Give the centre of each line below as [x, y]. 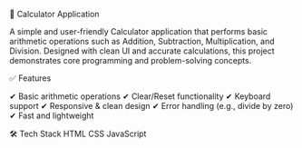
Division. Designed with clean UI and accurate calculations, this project [142, 51]
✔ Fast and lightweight [52, 115]
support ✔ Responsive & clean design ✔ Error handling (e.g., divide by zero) [151, 106]
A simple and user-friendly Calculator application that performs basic [139, 31]
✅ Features [30, 78]
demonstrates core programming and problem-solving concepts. [131, 60]
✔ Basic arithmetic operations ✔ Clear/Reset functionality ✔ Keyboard [140, 96]
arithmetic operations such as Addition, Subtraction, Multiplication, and [142, 41]
